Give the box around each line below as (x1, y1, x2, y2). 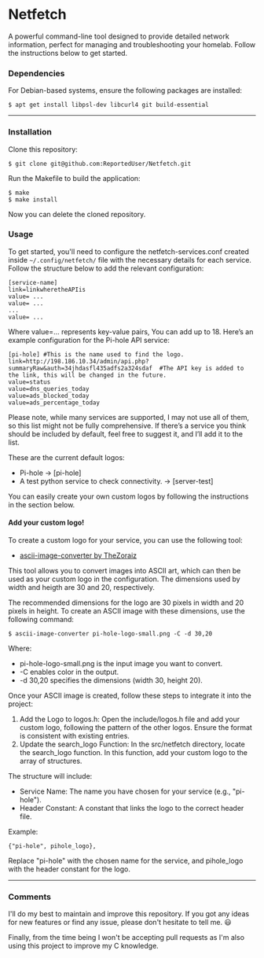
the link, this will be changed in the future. (8, 371, 167, 379)
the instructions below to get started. (8, 48, 128, 57)
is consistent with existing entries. (19, 731, 130, 741)
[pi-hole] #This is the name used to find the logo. (8, 350, 185, 359)
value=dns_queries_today (8, 385, 90, 392)
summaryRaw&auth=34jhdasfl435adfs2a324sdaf (8, 364, 153, 372)
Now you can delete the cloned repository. (8, 209, 146, 219)
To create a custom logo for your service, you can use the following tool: (8, 536, 244, 545)
